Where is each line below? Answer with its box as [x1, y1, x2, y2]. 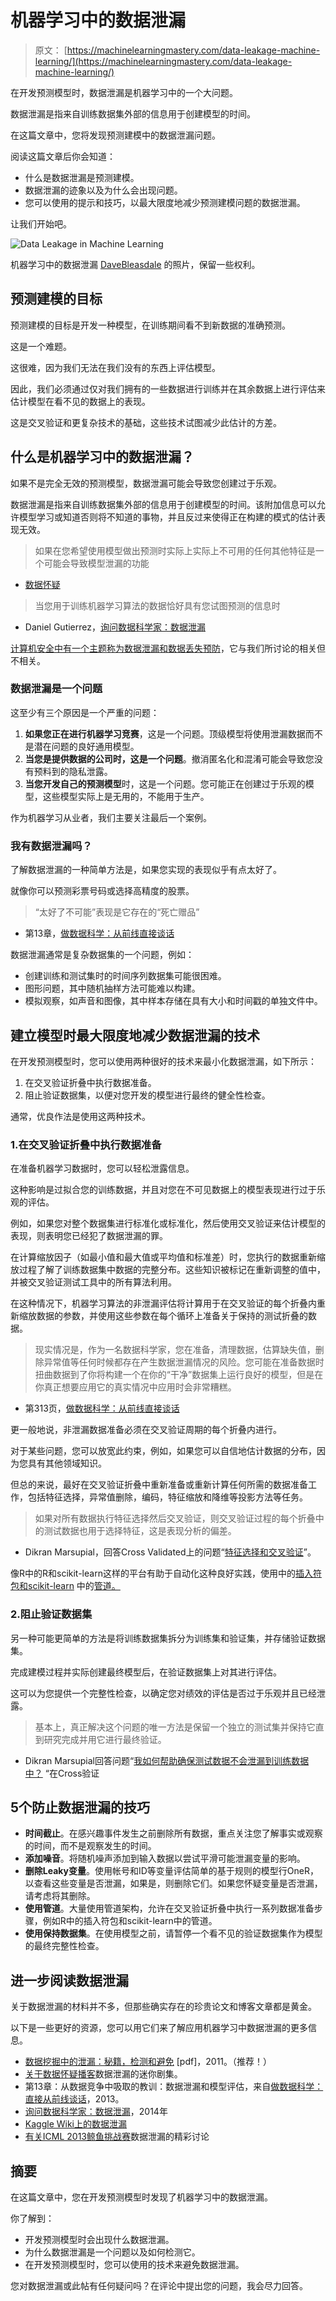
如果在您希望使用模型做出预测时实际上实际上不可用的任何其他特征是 [34, 544, 316, 556]
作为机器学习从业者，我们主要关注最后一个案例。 [10, 811, 212, 823]
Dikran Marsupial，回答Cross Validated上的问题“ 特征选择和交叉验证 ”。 [24, 1546, 317, 1558]
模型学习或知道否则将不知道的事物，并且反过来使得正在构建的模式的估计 [18, 511, 317, 523]
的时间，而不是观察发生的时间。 [24, 1840, 157, 1852]
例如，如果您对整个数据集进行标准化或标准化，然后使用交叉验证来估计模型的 [10, 1217, 326, 1230]
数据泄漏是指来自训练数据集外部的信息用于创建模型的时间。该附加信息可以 [10, 498, 317, 510]
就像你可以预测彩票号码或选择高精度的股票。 [10, 885, 195, 897]
